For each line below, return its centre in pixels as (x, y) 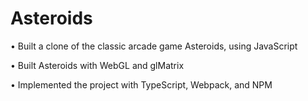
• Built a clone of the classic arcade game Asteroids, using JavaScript (154, 46)
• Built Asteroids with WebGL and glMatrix (97, 65)
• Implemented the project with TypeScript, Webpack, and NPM (141, 84)
